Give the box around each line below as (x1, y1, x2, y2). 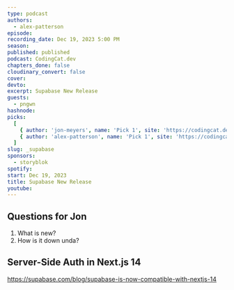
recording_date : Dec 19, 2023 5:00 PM (7, 36, 120, 43)
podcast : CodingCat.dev (7, 56, 77, 63)
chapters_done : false (7, 62, 70, 69)
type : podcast (7, 10, 49, 17)
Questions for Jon (7, 210, 87, 223)
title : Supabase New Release (7, 178, 92, 185)
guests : (7, 95, 30, 102)
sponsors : (7, 152, 36, 160)
